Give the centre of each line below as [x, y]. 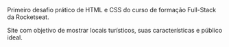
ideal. [15, 37]
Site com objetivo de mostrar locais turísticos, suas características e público [115, 30]
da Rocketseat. [28, 17]
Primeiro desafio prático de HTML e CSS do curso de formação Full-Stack [112, 10]
